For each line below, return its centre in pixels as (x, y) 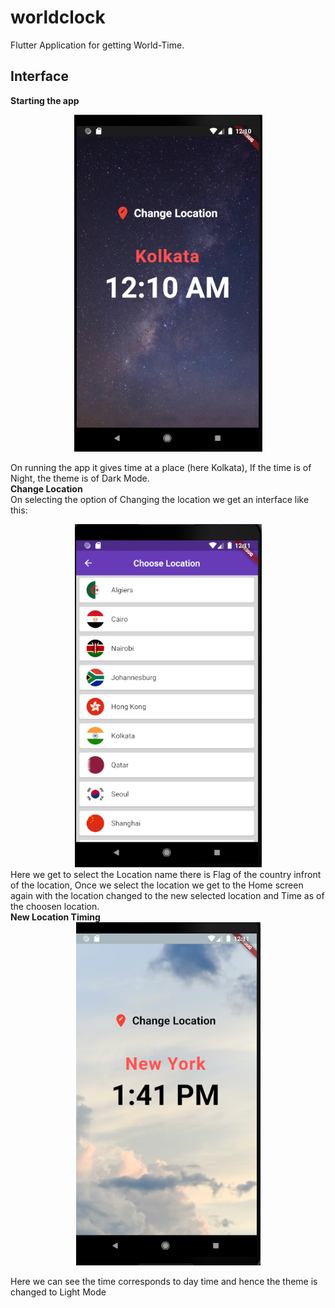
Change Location (46, 488)
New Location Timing (55, 917)
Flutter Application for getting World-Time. (97, 45)
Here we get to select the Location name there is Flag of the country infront (166, 874)
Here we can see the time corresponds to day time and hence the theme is (164, 1281)
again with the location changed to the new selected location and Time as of (167, 895)
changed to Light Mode (58, 1292)
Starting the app (45, 100)
